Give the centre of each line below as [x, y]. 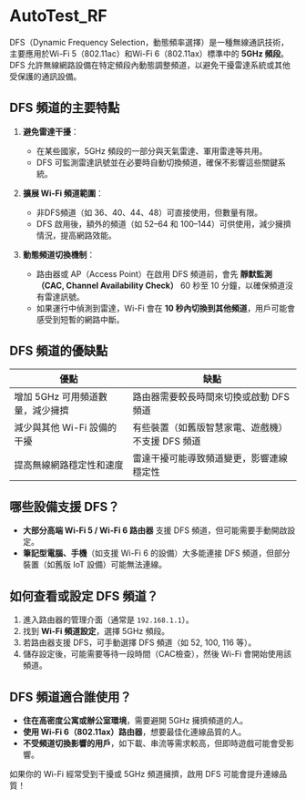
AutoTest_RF [58, 16]
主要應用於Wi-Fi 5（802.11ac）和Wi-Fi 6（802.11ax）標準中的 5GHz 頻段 [145, 53]
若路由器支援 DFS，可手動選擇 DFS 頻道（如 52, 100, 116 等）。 [139, 642]
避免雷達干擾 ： [51, 131]
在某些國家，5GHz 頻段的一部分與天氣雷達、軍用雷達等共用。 [152, 150]
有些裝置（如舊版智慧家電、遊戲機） [210, 427]
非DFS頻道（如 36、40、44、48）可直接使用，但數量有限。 [149, 212]
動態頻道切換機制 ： [59, 254]
